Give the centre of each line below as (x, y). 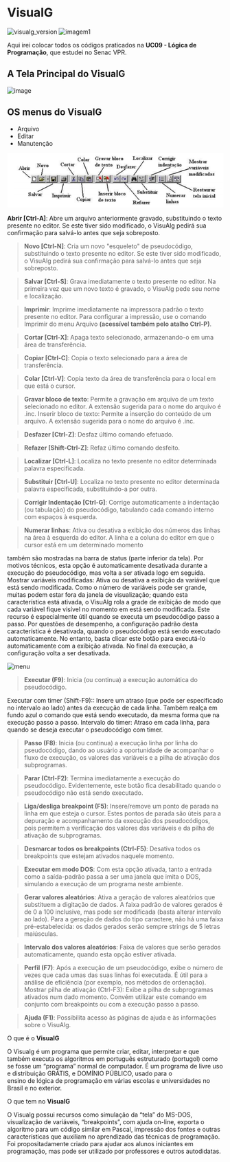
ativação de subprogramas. (62, 835)
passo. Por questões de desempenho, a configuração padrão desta (103, 624)
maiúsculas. (41, 934)
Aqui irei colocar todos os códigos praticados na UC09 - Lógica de (102, 45)
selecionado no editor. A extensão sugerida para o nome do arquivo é (123, 406)
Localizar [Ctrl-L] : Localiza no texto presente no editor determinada (120, 461)
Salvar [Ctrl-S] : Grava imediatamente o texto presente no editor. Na (120, 281)
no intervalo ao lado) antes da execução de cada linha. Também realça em (112, 708)
